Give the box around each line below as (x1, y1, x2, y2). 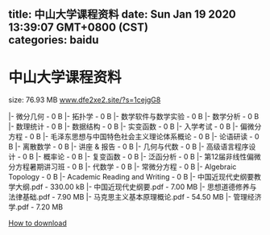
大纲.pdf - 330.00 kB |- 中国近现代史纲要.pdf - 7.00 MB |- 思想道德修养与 (15, 182, 257, 192)
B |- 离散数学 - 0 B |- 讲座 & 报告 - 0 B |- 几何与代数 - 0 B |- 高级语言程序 (8, 142, 249, 151)
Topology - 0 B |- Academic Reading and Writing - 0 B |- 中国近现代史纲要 (8, 172, 255, 182)
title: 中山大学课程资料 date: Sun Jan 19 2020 (8, 7, 236, 22)
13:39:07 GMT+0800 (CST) (8, 21, 149, 35)
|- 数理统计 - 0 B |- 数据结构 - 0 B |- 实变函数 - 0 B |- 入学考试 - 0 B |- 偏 (8, 122, 247, 131)
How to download (8, 218, 67, 228)
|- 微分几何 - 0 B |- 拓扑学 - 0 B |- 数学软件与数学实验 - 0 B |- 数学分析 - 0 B (8, 112, 260, 122)
